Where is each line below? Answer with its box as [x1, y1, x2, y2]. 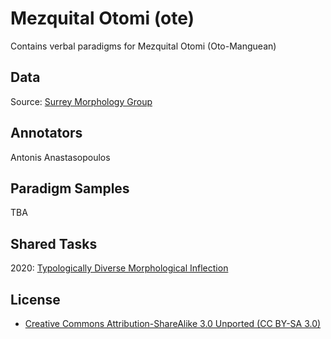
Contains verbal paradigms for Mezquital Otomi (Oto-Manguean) [10, 40, 277, 52]
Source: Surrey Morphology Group [10, 95, 153, 107]
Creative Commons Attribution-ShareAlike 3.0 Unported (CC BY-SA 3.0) [24, 318, 322, 329]
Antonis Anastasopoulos [10, 151, 111, 163]
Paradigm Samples [10, 180, 130, 197]
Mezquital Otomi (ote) [10, 7, 195, 30]
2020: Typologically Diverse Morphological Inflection [10, 262, 229, 274]
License [10, 291, 61, 308]
